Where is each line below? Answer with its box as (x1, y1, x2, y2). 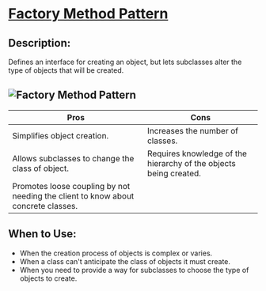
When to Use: (8, 227, 77, 241)
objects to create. (19, 274, 78, 283)
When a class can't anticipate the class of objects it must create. (19, 256, 231, 266)
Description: (8, 36, 71, 50)
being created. (146, 168, 202, 179)
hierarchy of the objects (146, 157, 236, 168)
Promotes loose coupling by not (12, 180, 131, 191)
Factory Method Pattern (8, 5, 169, 23)
